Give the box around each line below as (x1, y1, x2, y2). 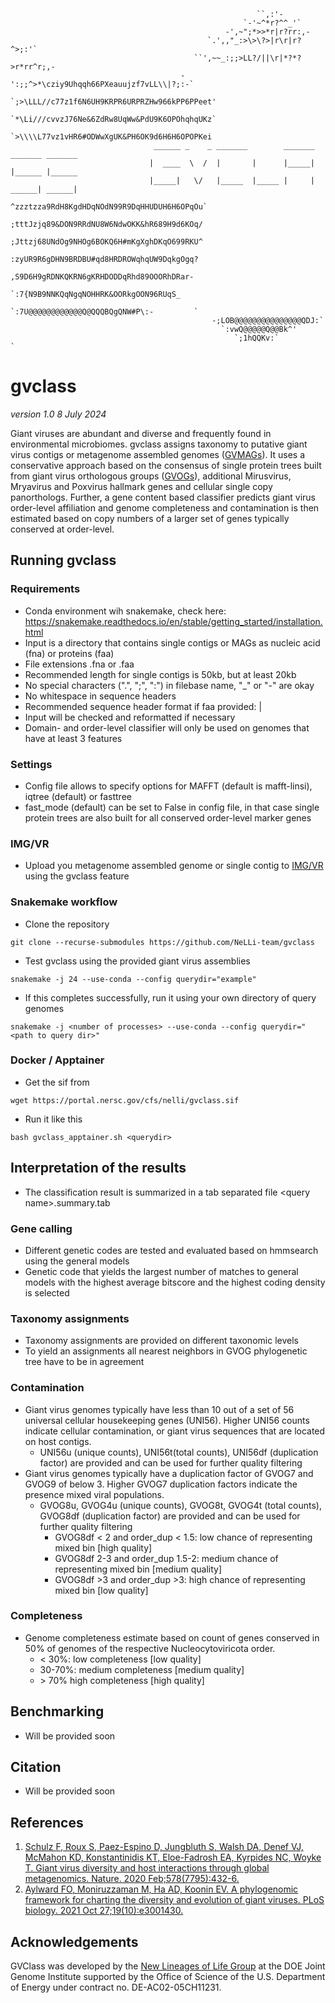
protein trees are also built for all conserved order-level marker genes (24, 811, 312, 824)
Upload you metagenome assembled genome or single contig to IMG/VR (24, 860, 324, 872)
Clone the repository (24, 918, 110, 930)
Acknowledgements (10, 1933, 139, 1950)
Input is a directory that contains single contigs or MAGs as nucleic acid (24, 636, 321, 649)
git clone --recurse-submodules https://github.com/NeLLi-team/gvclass (10, 937, 315, 947)
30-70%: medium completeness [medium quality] (39, 1663, 245, 1675)
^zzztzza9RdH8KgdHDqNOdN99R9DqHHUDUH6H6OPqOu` (10, 202, 208, 212)
